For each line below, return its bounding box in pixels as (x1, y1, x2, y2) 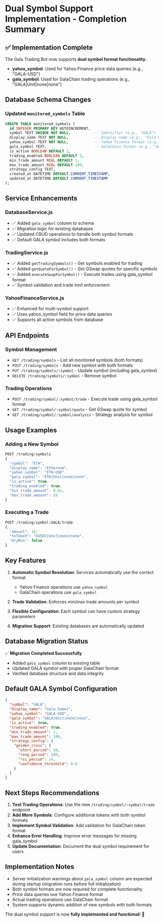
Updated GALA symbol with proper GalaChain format (12, 665, 119, 671)
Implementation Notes (5, 863, 75, 871)
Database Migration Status (5, 637, 88, 646)
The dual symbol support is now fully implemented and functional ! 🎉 (5, 911, 145, 917)
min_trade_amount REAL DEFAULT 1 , (9, 158, 80, 163)
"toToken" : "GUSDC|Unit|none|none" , (9, 534, 84, 539)
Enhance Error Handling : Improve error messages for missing (12, 833, 137, 839)
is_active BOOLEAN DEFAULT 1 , (9, 149, 71, 153)
